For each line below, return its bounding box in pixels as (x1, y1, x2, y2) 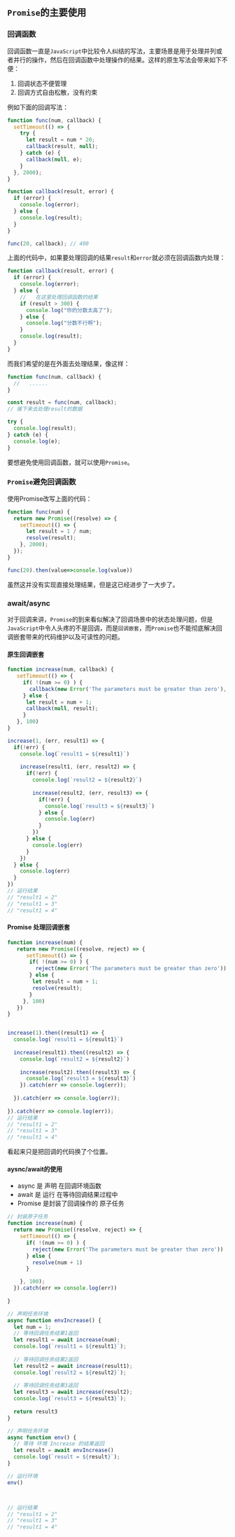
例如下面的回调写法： (7, 102, 69, 111)
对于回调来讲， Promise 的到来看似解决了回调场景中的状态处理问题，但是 (7, 615, 213, 624)
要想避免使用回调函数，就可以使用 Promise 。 (7, 458, 134, 467)
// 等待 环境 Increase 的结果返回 (13, 1440, 105, 1447)
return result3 (13, 1408, 58, 1415)
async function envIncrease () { (7, 1317, 101, 1324)
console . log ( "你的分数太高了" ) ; (25, 307, 113, 314)
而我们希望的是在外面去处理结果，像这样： (7, 359, 130, 368)
